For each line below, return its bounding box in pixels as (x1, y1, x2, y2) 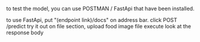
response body (6, 29, 44, 36)
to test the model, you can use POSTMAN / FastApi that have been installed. (6, 5, 195, 12)
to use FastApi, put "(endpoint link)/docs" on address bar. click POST (6, 17, 178, 23)
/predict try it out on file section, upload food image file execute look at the (6, 23, 191, 30)
